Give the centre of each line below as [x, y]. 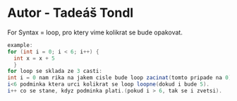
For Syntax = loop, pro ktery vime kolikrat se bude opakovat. [95, 32]
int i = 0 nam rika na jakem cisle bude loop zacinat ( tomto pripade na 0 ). [121, 78]
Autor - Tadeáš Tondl [71, 13]
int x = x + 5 [34, 58]
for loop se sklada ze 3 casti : [55, 72]
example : [20, 45]
